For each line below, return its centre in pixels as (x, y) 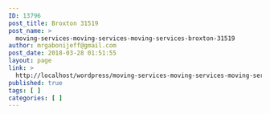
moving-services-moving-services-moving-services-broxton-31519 (125, 38)
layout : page (30, 61)
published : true (35, 83)
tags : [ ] (25, 90)
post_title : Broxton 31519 (53, 23)
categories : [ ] (35, 98)
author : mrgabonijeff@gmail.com (62, 46)
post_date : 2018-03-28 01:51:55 (62, 53)
